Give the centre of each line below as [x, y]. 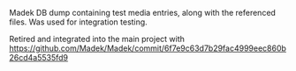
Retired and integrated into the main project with [97, 39]
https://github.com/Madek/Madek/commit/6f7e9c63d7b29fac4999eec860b [148, 48]
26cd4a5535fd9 [39, 57]
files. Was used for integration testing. [78, 22]
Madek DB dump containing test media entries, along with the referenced [143, 13]
